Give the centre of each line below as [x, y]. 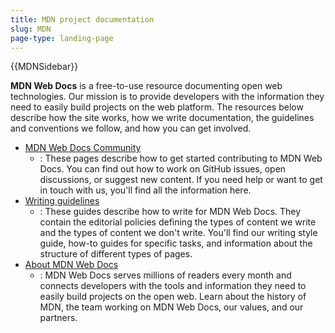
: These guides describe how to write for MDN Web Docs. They [170, 212]
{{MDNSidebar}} [44, 67]
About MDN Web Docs [71, 265]
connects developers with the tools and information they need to [173, 286]
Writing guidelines [62, 201]
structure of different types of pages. [116, 254]
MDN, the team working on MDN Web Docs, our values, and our [171, 307]
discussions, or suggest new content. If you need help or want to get [181, 180]
